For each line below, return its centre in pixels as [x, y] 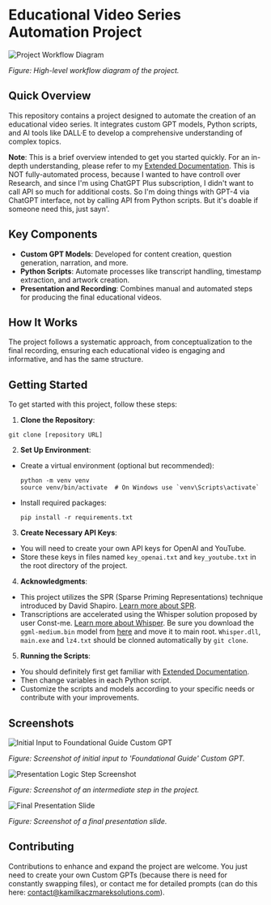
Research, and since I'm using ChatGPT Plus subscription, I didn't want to [131, 183]
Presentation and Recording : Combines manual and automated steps [136, 288]
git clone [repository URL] [56, 435]
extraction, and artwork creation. [75, 280]
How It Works [43, 322]
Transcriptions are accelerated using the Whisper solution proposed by [138, 614]
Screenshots [41, 723]
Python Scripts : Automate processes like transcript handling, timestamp [140, 271]
